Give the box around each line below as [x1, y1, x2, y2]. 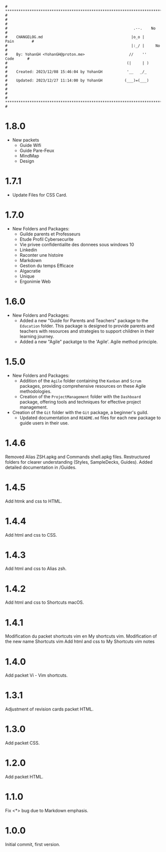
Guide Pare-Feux [19, 147, 54, 153]
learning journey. [19, 333, 54, 339]
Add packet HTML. [5, 774, 43, 780]
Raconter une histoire [19, 252, 64, 258]
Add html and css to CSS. [5, 532, 57, 538]
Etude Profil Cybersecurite [19, 236, 74, 242]
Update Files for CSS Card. [12, 192, 68, 198]
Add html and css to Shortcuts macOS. [5, 599, 84, 605]
